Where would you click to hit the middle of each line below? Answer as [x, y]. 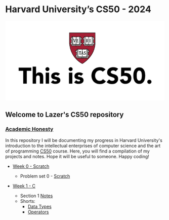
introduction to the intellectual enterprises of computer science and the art [83, 145]
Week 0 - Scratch [31, 166]
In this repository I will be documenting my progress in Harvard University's [84, 140]
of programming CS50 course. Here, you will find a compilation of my [78, 151]
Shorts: [28, 201]
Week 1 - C [24, 186]
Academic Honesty [29, 129]
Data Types [39, 206]
